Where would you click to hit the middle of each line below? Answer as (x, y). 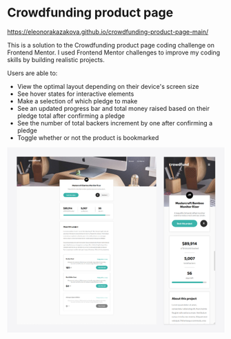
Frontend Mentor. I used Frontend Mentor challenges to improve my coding (114, 52)
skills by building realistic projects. (56, 59)
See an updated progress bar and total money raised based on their (113, 108)
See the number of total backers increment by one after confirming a (115, 123)
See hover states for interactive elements (76, 94)
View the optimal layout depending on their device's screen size (108, 86)
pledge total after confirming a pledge (71, 116)
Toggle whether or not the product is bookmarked (88, 137)
